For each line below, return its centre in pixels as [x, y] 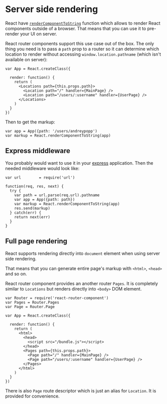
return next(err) [32, 217]
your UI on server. [38, 34]
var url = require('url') [40, 177]
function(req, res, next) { [35, 186]
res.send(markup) [32, 208]
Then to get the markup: [30, 122]
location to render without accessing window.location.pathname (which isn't [83, 54]
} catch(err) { [26, 213]
